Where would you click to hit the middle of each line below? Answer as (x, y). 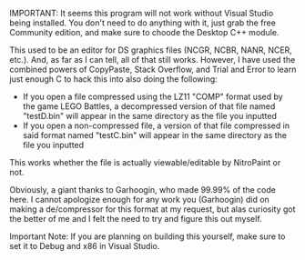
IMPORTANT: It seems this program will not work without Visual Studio (142, 13)
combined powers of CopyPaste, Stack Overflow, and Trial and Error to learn (153, 69)
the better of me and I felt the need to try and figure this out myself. (136, 219)
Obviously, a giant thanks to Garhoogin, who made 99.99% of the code (142, 190)
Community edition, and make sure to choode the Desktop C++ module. (144, 32)
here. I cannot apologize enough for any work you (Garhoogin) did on (140, 200)
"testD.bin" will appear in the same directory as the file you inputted (150, 116)
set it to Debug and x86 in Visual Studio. (85, 246)
